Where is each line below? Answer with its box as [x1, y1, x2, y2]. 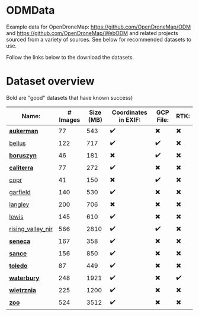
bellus [9, 139, 26, 147]
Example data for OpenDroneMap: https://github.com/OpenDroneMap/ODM [6, 23, 191, 30]
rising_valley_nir [9, 225, 53, 233]
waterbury [9, 274, 40, 282]
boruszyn [9, 151, 37, 160]
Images [59, 115, 81, 124]
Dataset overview [6, 75, 95, 88]
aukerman [9, 127, 38, 135]
